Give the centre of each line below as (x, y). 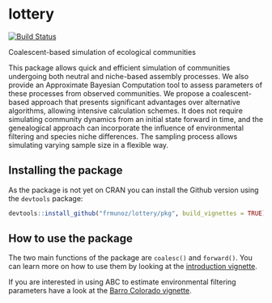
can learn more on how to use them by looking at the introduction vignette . (133, 267)
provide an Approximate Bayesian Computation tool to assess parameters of (136, 85)
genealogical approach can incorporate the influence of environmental (126, 128)
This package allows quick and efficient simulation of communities (119, 67)
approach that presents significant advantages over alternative (136, 102)
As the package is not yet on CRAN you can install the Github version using (134, 190)
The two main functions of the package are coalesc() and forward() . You (130, 258)
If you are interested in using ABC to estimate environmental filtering (122, 282)
